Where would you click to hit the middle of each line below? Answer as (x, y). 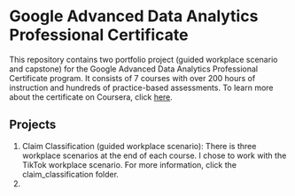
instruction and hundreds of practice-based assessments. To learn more (141, 87)
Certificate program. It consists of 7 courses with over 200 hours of (132, 78)
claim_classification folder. (70, 174)
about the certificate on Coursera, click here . (91, 97)
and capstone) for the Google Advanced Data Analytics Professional (134, 69)
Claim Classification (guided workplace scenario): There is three (139, 146)
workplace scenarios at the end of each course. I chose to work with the (154, 155)
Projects (33, 125)
